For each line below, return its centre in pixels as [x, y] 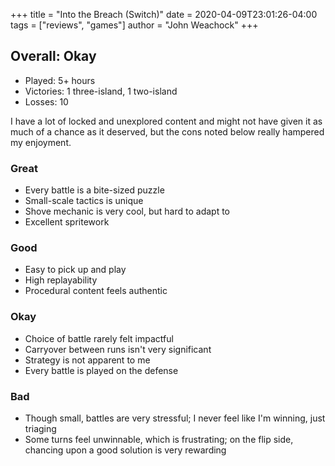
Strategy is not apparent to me [87, 360]
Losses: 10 [46, 101]
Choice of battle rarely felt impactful [99, 338]
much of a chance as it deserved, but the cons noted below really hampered [167, 131]
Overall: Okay [53, 56]
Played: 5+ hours [60, 80]
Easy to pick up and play [75, 270]
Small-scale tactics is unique [84, 201]
